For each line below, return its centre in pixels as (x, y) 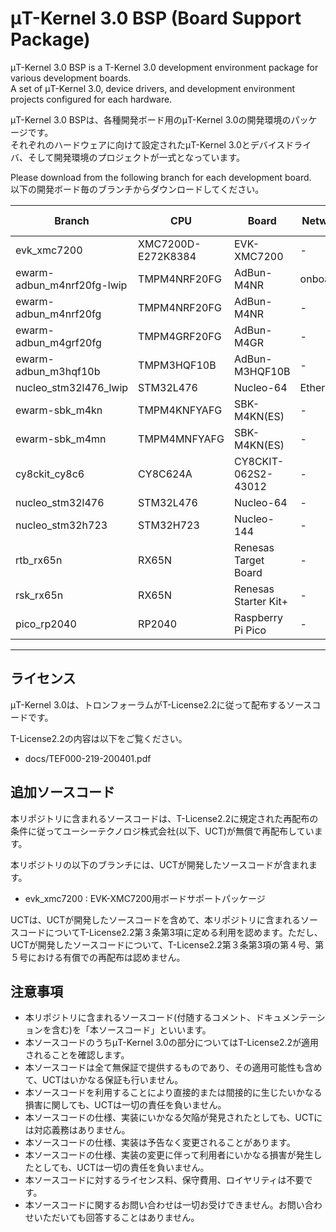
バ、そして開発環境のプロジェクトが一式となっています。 (128, 157)
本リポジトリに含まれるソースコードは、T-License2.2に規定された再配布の (164, 818)
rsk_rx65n (39, 595)
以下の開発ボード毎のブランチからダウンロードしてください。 (137, 189)
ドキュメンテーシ (290, 1018)
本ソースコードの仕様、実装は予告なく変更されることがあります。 (160, 1143)
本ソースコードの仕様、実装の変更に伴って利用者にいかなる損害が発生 (169, 1155)
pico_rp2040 (46, 624)
